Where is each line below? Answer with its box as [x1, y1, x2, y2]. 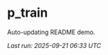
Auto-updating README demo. [7, 28, 96, 36]
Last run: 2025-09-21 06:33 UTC [7, 41, 102, 49]
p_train [7, 5, 48, 21]
